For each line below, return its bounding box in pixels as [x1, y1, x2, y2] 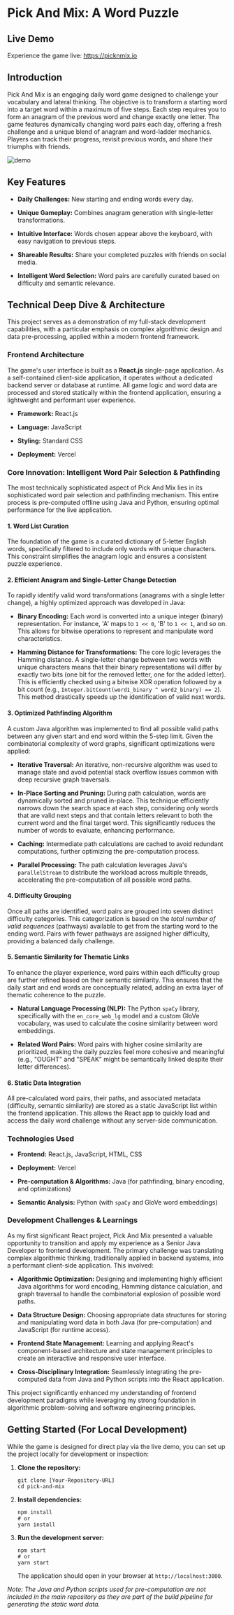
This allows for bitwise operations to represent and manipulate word [17, 627, 214, 635]
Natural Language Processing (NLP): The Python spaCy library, [17, 1004, 200, 1013]
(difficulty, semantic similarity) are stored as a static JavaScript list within [7, 1102, 218, 1110]
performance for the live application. [7, 506, 112, 514]
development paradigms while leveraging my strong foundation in [7, 1396, 196, 1404]
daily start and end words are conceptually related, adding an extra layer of [7, 983, 224, 992]
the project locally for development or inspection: [7, 1450, 149, 1458]
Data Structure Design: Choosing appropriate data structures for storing [17, 1310, 227, 1319]
